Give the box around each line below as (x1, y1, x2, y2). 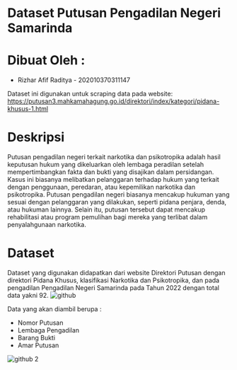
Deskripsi (7, 129, 65, 146)
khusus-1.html (7, 105, 48, 113)
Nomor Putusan (17, 318, 64, 327)
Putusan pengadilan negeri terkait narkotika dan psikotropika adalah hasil (7, 153, 221, 161)
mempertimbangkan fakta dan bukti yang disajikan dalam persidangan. (7, 168, 214, 176)
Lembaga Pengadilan (17, 326, 80, 334)
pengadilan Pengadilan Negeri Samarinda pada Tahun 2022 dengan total (7, 284, 220, 291)
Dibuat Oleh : (7, 52, 86, 69)
